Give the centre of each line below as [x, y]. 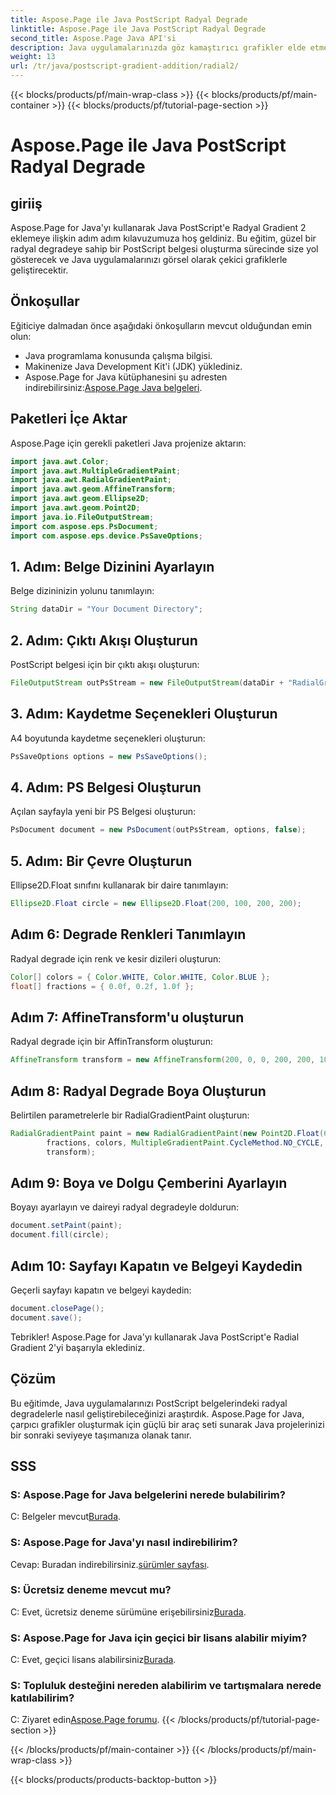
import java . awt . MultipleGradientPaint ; [96, 471]
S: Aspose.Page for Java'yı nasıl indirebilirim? [124, 1543]
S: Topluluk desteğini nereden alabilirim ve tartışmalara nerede [166, 1686]
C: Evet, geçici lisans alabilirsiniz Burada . [93, 1660]
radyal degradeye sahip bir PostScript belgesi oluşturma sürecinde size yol [164, 249]
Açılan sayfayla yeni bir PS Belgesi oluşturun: [103, 812]
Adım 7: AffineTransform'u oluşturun [127, 1017]
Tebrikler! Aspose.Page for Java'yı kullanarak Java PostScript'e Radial [155, 1337]
